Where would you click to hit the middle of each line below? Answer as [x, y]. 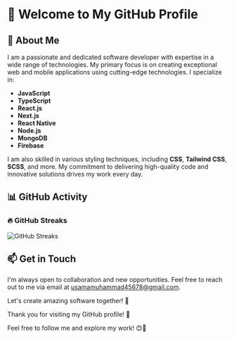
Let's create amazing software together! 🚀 [68, 300]
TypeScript [34, 101]
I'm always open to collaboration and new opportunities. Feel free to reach [115, 279]
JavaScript [34, 93]
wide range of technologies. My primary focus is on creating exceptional [112, 65]
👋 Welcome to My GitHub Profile [103, 14]
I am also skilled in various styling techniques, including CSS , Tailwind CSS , [117, 159]
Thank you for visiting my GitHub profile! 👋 [69, 314]
